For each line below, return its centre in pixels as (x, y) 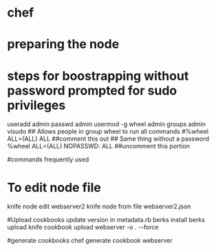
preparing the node (63, 44)
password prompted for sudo (92, 90)
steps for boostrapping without (98, 76)
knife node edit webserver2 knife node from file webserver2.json (99, 207)
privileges (36, 105)
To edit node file (54, 187)
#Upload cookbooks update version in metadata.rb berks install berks (106, 220)
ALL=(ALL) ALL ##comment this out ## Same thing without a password (108, 139)
